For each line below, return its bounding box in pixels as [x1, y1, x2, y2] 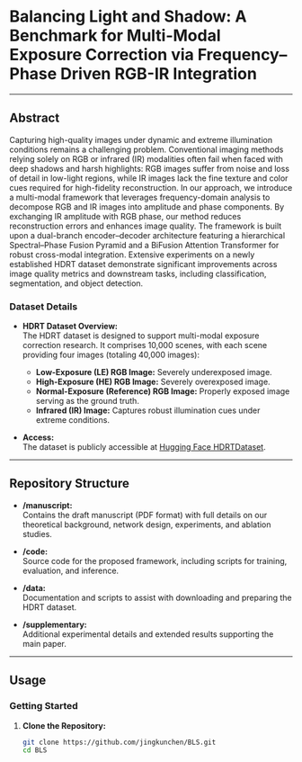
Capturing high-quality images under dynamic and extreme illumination [9, 134, 272, 145]
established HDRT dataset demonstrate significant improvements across [9, 258, 278, 269]
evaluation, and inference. [22, 565, 120, 576]
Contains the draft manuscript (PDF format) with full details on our [22, 509, 268, 520]
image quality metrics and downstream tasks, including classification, [9, 268, 267, 279]
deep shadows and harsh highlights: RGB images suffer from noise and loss [9, 163, 290, 174]
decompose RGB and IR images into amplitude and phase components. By [9, 201, 285, 212]
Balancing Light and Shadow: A [9, 6, 247, 27]
